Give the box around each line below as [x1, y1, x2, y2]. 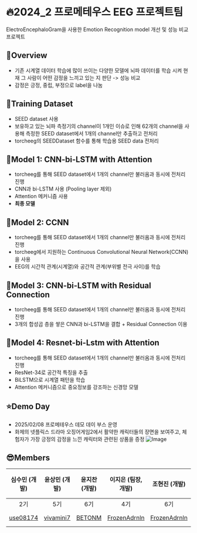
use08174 [9, 514, 39, 522]
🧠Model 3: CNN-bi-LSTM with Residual [6, 280, 151, 290]
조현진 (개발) [152, 480, 186, 488]
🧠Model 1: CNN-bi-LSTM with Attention [6, 154, 152, 164]
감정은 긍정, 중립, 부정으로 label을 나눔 [14, 82, 103, 89]
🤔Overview [6, 50, 47, 60]
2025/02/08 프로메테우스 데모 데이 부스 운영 [14, 420, 117, 428]
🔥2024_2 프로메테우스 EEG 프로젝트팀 [6, 5, 184, 19]
